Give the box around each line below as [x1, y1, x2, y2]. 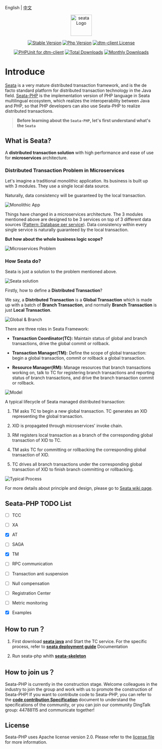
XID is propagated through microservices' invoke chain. [12, 423, 123, 429]
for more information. [5, 739, 47, 745]
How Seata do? [5, 257, 41, 264]
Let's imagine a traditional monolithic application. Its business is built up [5, 178, 148, 184]
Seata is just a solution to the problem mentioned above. [5, 269, 118, 275]
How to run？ [5, 625, 45, 633]
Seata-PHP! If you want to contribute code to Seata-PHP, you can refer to [5, 692, 151, 698]
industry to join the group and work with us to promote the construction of [5, 686, 153, 692]
